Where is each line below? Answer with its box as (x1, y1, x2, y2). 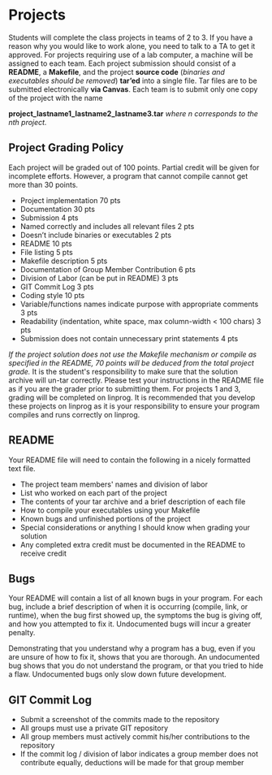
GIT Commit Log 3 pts (19, 282, 94, 292)
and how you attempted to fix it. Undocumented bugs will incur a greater (8, 619, 252, 629)
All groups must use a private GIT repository (19, 723, 169, 733)
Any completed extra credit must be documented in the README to (19, 539, 246, 549)
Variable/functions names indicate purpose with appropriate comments (19, 299, 259, 309)
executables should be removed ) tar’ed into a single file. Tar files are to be (8, 76, 257, 85)
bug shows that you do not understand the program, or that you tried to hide (8, 660, 264, 671)
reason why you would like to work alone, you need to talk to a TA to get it (8, 41, 256, 50)
